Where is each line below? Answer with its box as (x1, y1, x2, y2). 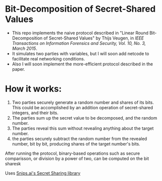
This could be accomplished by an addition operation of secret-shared (12, 104, 153, 110)
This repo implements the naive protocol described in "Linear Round (12, 30, 149, 36)
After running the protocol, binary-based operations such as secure (5, 150, 140, 156)
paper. (12, 66, 25, 72)
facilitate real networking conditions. (12, 56, 85, 61)
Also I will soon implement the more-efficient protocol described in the (12, 61, 153, 67)
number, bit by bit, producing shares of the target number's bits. (12, 141, 141, 147)
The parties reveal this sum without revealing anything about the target (12, 125, 154, 131)
